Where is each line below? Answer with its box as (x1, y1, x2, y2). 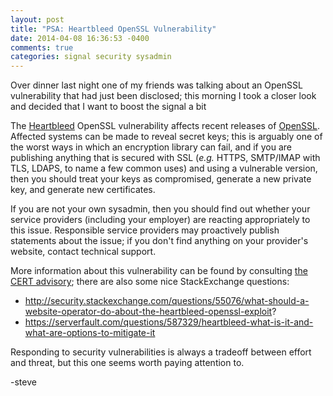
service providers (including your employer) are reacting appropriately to (10, 214, 311, 226)
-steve (10, 376, 37, 388)
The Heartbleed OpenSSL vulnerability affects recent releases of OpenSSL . (10, 120, 321, 132)
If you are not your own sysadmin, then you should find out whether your (10, 203, 311, 215)
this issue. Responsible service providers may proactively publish (10, 224, 280, 236)
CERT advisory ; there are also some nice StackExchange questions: (10, 276, 290, 288)
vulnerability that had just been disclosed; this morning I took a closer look (10, 90, 317, 102)
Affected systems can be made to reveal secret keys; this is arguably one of (10, 131, 323, 143)
